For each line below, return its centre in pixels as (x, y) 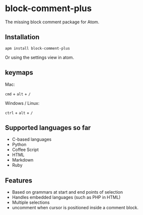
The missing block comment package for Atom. (52, 22)
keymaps (19, 73)
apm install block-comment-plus (37, 48)
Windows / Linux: (22, 103)
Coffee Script (25, 150)
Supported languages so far (48, 127)
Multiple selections (31, 202)
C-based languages (32, 139)
